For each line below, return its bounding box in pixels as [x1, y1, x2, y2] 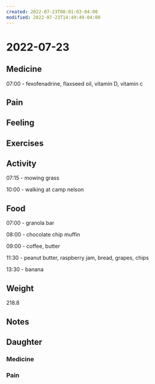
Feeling [6, 118, 35, 128]
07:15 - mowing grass [6, 175, 59, 182]
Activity [6, 158, 37, 169]
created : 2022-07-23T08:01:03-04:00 [6, 8, 98, 15]
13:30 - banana [6, 266, 44, 273]
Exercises [6, 138, 44, 148]
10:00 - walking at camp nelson [6, 186, 84, 193]
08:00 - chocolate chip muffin [6, 231, 81, 238]
